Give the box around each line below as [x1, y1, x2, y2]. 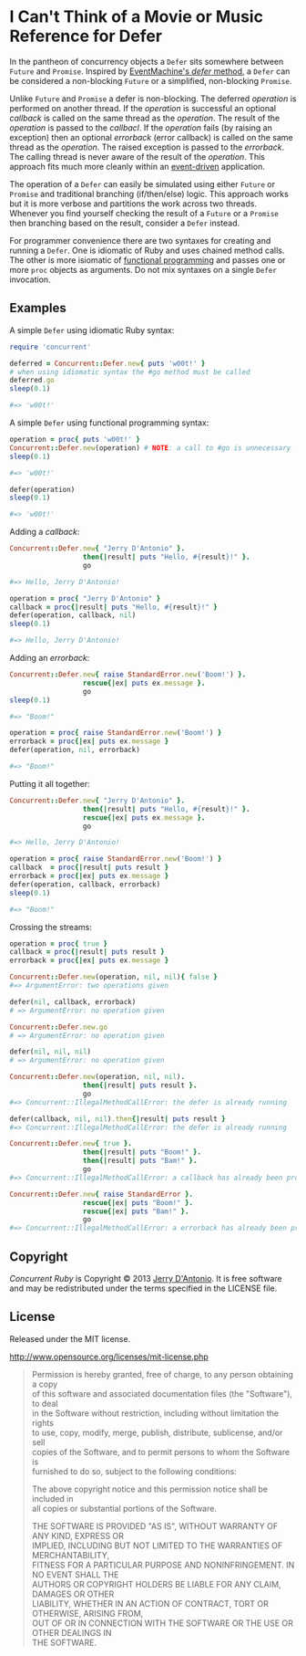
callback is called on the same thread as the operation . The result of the [9, 112, 280, 123]
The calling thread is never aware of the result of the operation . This [9, 151, 266, 162]
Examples [9, 300, 66, 316]
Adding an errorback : [9, 653, 90, 663]
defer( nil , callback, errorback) [9, 997, 137, 1006]
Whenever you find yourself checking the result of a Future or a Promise [9, 207, 280, 218]
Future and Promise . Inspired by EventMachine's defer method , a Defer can [9, 66, 291, 77]
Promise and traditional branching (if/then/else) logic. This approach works [9, 188, 289, 199]
